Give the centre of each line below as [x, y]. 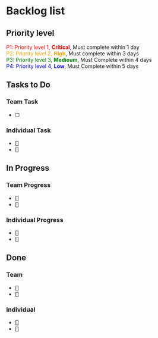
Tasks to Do [28, 85]
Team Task [22, 102]
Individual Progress [35, 220]
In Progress [28, 168]
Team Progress [29, 185]
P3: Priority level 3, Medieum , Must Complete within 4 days [79, 60]
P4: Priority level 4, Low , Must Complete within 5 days [72, 66]
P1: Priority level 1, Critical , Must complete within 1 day [73, 47]
